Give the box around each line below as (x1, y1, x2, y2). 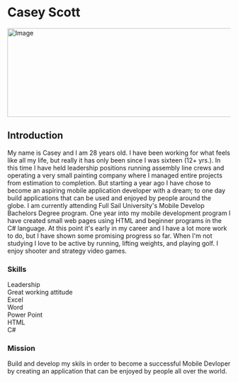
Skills (7, 264, 27, 274)
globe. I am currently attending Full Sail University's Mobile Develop (7, 201, 205, 209)
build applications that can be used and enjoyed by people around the (7, 193, 211, 202)
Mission (7, 343, 35, 353)
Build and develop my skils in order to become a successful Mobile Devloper (7, 359, 231, 368)
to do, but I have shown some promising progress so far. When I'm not (7, 231, 212, 240)
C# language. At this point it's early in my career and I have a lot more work (7, 224, 227, 232)
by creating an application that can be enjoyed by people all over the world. (7, 367, 227, 376)
